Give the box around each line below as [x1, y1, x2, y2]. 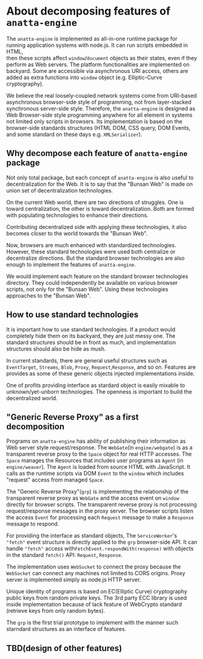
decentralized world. [6, 394, 58, 401]
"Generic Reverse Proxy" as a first [6, 412, 139, 422]
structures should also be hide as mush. [6, 345, 106, 352]
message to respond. [6, 521, 59, 528]
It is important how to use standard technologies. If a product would [6, 326, 176, 333]
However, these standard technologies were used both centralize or [6, 248, 176, 255]
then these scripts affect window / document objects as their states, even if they [6, 54, 198, 61]
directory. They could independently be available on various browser [6, 279, 178, 286]
